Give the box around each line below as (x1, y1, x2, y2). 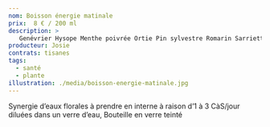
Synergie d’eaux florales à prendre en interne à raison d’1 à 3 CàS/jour (8, 101, 240, 111)
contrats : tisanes (8, 49, 70, 57)
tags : (8, 57, 27, 65)
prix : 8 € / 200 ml (8, 19, 78, 27)
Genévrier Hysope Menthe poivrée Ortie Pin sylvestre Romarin (18, 34, 231, 43)
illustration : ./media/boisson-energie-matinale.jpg (8, 79, 189, 87)
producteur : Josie (8, 42, 70, 50)
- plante (15, 72, 45, 80)
